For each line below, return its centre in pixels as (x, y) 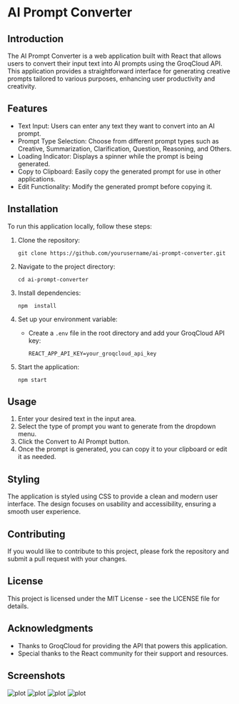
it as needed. (37, 457)
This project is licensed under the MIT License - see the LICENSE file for (113, 598)
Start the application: (49, 367)
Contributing (36, 534)
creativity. (22, 86)
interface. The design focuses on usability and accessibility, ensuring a (112, 504)
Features (27, 109)
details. (18, 606)
